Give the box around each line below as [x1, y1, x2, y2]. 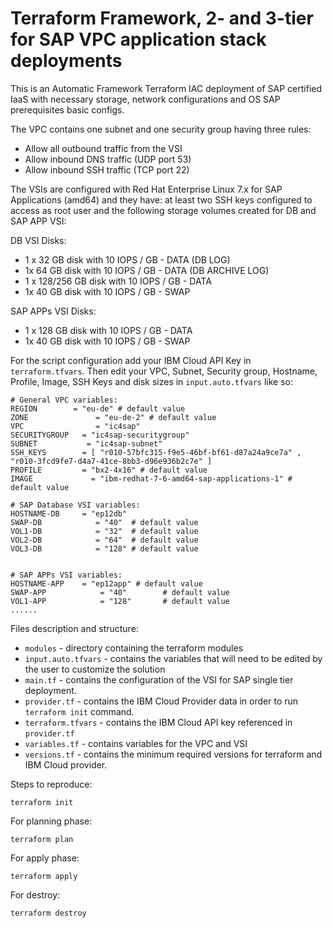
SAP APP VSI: [10, 215, 67, 227]
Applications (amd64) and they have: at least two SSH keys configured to [10, 193, 313, 206]
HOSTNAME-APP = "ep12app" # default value [10, 578, 203, 589]
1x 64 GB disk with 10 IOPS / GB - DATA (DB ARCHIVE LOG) [24, 264, 270, 276]
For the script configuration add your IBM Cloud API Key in [10, 354, 252, 366]
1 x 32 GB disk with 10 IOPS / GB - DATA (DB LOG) [24, 253, 231, 266]
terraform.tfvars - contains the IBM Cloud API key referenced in [24, 716, 293, 728]
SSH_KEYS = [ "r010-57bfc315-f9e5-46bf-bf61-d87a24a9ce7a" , [10, 447, 302, 457]
